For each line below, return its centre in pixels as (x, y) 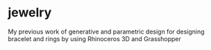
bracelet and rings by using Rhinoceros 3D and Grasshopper (94, 38)
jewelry (30, 13)
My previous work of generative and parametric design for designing (106, 32)
